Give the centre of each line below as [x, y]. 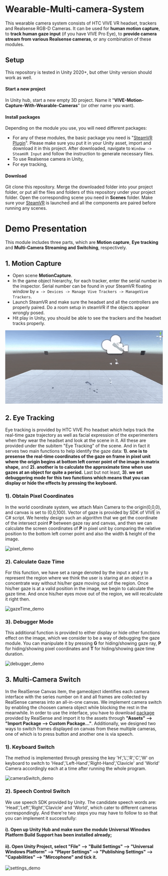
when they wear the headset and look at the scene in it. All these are [76, 441]
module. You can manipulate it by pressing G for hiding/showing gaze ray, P [83, 643]
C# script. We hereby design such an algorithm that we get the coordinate [81, 517]
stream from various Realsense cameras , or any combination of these [78, 39]
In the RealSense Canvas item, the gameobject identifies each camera [77, 691]
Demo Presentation [46, 228]
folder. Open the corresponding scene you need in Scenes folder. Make [79, 198]
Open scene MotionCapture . [42, 275]
